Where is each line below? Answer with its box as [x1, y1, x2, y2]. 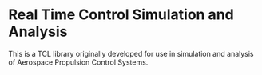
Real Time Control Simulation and [8, 6, 234, 24]
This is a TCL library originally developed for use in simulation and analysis [8, 49, 254, 58]
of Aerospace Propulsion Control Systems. [8, 57, 149, 67]
